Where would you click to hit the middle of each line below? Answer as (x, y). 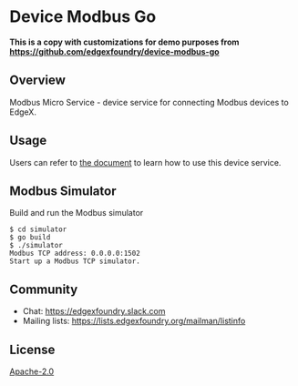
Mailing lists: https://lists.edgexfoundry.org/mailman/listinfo (134, 321)
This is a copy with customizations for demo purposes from (124, 42)
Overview (38, 81)
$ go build (30, 238)
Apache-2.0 (32, 371)
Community (44, 289)
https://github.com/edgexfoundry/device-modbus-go (115, 51)
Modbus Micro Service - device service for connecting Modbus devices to (149, 102)
